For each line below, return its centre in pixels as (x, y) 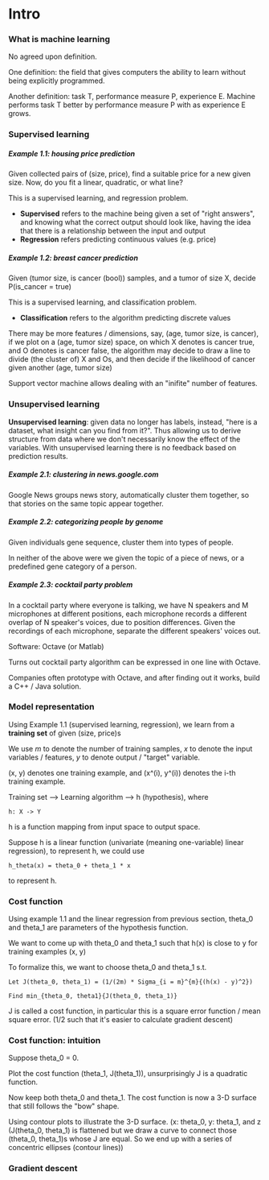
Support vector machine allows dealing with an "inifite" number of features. (133, 383)
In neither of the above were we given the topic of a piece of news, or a (126, 557)
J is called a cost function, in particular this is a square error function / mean (134, 1011)
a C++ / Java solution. (45, 686)
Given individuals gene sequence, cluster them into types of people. (121, 542)
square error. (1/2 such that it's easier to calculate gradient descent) (121, 1020)
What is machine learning (59, 39)
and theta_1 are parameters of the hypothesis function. (98, 928)
